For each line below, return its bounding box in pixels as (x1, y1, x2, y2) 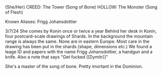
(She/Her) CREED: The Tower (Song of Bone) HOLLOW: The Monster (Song (5, 4, 158, 10)
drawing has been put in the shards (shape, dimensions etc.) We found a (5, 44, 152, 49)
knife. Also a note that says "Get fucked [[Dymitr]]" (5, 54, 108, 60)
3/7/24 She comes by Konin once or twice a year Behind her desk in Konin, (5, 28, 157, 34)
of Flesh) (5, 9, 24, 15)
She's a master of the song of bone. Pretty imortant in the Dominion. (5, 63, 143, 69)
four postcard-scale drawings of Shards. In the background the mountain (5, 34, 153, 39)
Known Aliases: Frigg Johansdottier (5, 19, 77, 24)
